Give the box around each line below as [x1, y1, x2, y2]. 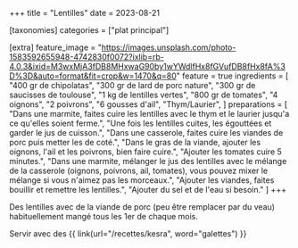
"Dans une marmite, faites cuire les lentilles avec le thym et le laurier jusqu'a [9, 109, 290, 119]
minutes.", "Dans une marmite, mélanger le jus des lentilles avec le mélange [9, 156, 287, 166]
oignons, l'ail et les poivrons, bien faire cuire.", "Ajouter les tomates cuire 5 [9, 146, 283, 157]
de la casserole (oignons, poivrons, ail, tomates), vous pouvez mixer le [9, 165, 269, 176]
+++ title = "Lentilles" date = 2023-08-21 [9, 8, 161, 18]
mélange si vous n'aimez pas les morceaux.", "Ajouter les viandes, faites [9, 175, 275, 186]
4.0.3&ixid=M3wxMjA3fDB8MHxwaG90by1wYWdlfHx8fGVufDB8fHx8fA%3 [9, 62, 286, 71]
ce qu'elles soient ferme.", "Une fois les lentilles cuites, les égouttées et [9, 118, 272, 128]
